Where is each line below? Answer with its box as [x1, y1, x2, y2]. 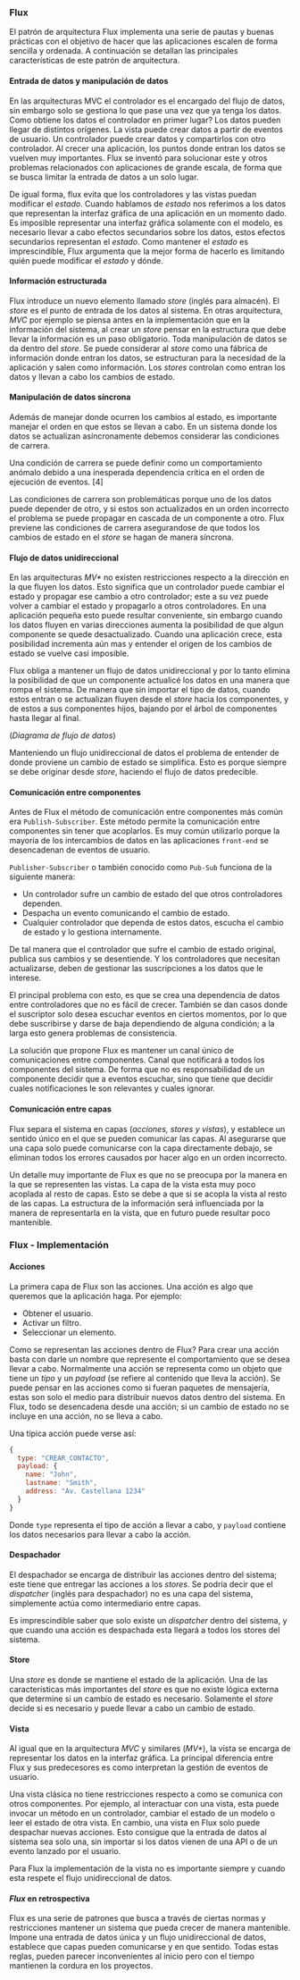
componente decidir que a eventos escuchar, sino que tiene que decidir [9, 1074, 274, 1085]
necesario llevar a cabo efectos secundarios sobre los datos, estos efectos [9, 226, 286, 238]
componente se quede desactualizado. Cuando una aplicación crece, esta [9, 629, 283, 640]
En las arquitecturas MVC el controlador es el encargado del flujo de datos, [9, 96, 286, 106]
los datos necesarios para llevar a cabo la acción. [9, 1529, 192, 1540]
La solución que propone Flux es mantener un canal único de [9, 1045, 235, 1056]
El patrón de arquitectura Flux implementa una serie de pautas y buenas [9, 27, 274, 38]
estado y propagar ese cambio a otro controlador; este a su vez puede [9, 591, 270, 602]
